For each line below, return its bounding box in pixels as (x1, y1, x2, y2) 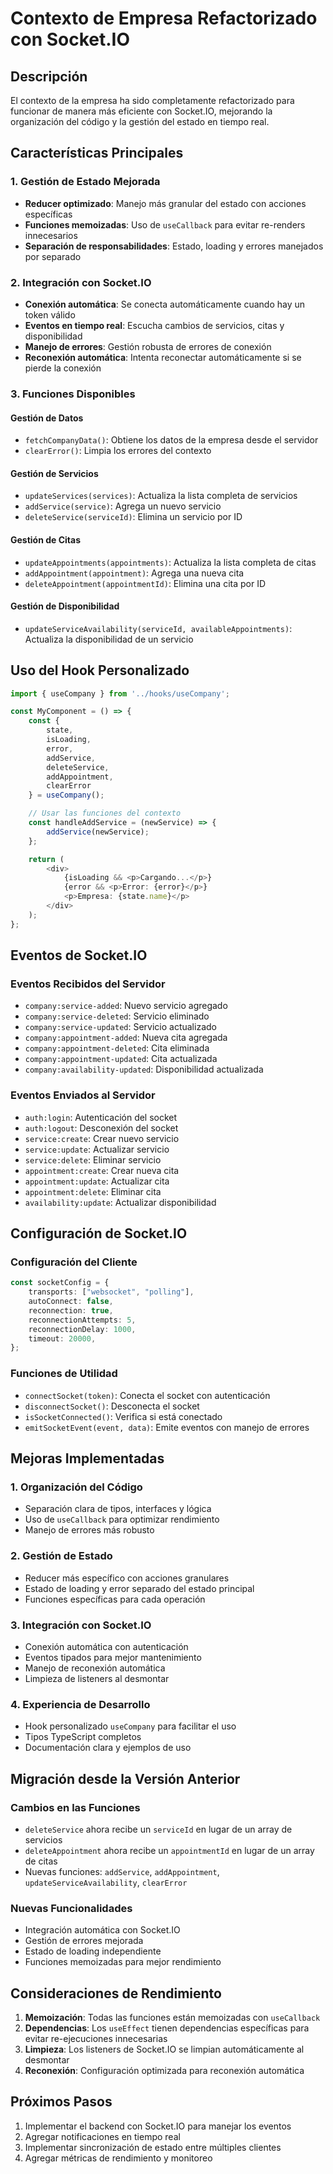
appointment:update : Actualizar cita (24, 1175, 170, 1187)
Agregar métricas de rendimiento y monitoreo (24, 2152, 213, 2164)
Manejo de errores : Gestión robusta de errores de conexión (24, 340, 272, 352)
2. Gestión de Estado (10, 1549, 113, 1563)
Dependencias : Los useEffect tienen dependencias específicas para (24, 2022, 310, 2034)
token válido (24, 308, 76, 321)
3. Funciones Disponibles (10, 387, 136, 401)
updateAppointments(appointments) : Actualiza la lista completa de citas (24, 556, 317, 568)
